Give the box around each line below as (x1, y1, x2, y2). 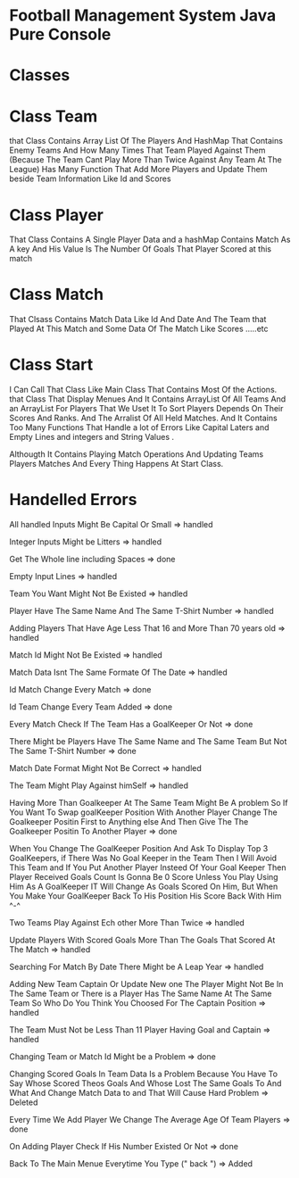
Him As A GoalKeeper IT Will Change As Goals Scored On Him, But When (9, 881, 278, 892)
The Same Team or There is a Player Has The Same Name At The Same (9, 988, 272, 1000)
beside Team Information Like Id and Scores (9, 173, 171, 184)
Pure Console (9, 24, 112, 45)
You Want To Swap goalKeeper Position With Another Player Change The (9, 807, 278, 817)
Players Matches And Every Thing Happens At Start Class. (9, 459, 224, 469)
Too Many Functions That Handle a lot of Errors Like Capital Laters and (9, 422, 270, 433)
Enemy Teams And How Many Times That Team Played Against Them (9, 145, 266, 156)
